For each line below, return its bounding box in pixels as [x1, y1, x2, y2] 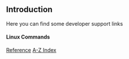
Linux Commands [6, 33, 50, 40]
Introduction [6, 5, 53, 15]
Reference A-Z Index [6, 47, 57, 54]
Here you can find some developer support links [6, 20, 123, 27]
